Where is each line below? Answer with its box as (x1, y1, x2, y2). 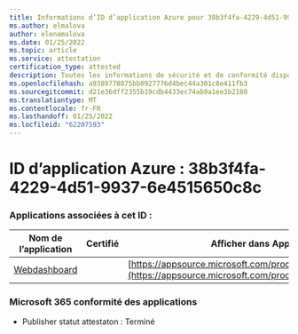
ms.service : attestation (9, 54, 101, 63)
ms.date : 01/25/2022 (9, 37, 86, 47)
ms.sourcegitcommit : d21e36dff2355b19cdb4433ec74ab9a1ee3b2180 (9, 87, 248, 96)
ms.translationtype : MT (9, 95, 98, 105)
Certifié (85, 237, 120, 250)
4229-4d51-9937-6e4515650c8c (9, 178, 262, 198)
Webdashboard (13, 264, 78, 276)
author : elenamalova (9, 29, 86, 38)
